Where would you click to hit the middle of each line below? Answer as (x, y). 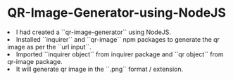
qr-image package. (35, 61)
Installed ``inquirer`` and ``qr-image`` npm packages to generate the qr (118, 39)
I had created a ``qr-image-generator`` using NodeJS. (94, 32)
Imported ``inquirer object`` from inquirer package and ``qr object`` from (120, 54)
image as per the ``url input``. (49, 47)
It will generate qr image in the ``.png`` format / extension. (100, 69)
